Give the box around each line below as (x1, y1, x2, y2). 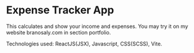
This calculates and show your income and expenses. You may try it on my (6, 23, 188, 30)
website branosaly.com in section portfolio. (6, 29, 111, 36)
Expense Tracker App (6, 3, 114, 17)
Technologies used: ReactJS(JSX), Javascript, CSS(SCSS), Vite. (6, 40, 163, 47)
